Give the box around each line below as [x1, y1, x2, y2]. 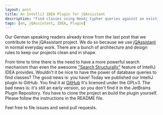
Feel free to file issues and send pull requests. [5, 105, 97, 111]
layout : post [5, 7, 32, 12]
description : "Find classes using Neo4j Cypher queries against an [5, 16, 145, 21]
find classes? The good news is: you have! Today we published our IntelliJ [5, 75, 153, 80]
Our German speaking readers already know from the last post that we [5, 34, 146, 40]
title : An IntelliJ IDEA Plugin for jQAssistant [5, 12, 105, 17]
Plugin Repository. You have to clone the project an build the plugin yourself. [5, 90, 158, 96]
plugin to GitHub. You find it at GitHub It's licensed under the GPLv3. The [5, 80, 150, 86]
